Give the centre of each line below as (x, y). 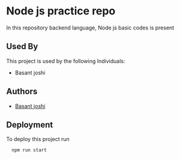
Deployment (30, 124)
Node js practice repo (61, 11)
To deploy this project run (38, 139)
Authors (22, 91)
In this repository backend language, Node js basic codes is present (90, 28)
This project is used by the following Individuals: (66, 61)
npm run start (29, 150)
